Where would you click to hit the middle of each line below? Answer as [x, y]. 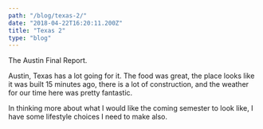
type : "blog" [30, 38]
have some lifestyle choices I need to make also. [88, 117]
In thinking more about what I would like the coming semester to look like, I [131, 108]
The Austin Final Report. [48, 61]
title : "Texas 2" [37, 30]
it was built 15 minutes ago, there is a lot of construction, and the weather [129, 84]
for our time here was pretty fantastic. [71, 93]
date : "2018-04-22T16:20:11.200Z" [66, 23]
